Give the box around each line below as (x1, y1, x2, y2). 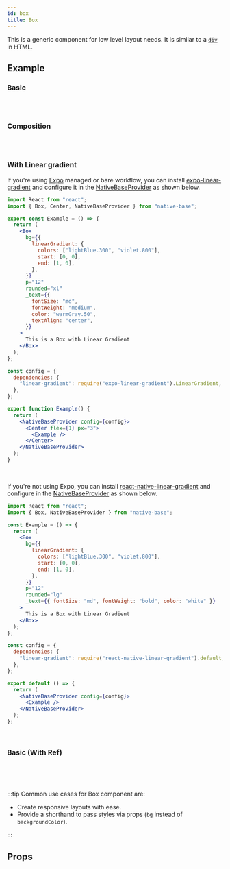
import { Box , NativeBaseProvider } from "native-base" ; (7, 509, 173, 516)
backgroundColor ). (16, 818, 68, 826)
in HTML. (7, 42, 33, 51)
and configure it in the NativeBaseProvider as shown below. (31, 183, 201, 191)
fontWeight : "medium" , (31, 304, 97, 311)
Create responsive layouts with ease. (16, 803, 122, 811)
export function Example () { (7, 406, 90, 413)
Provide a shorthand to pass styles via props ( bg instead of (16, 810, 183, 819)
